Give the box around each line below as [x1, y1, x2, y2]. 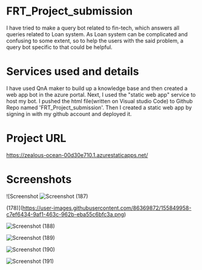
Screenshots [6, 173, 72, 186]
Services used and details [6, 65, 139, 79]
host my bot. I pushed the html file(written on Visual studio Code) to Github [6, 97, 193, 104]
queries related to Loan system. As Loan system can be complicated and [6, 30, 188, 37]
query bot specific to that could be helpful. [6, 43, 113, 51]
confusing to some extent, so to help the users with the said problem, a [6, 37, 184, 44]
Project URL [6, 132, 67, 146]
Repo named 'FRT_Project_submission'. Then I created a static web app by [6, 104, 192, 111]
